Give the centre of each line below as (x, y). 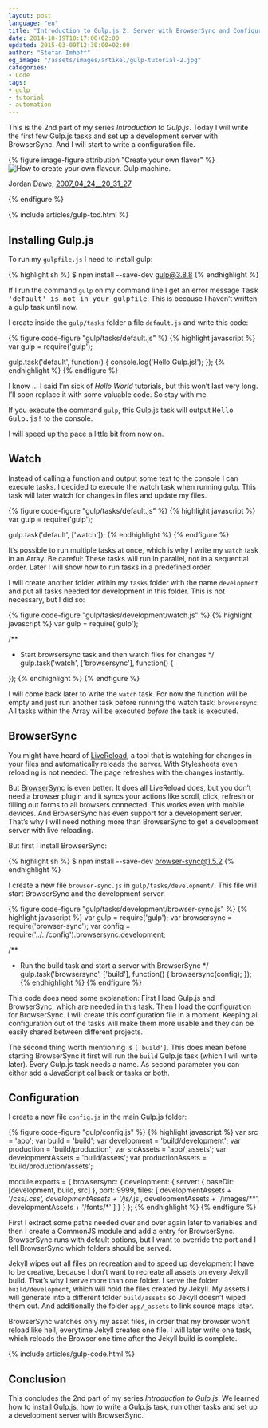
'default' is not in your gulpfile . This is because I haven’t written (133, 298)
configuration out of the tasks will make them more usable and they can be (131, 1023)
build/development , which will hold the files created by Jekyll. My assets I (129, 1289)
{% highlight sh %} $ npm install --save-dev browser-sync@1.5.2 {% (121, 861)
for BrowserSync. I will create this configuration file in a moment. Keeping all (134, 1014)
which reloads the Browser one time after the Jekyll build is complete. (123, 1339)
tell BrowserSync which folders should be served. (90, 1248)
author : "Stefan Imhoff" (49, 53)
